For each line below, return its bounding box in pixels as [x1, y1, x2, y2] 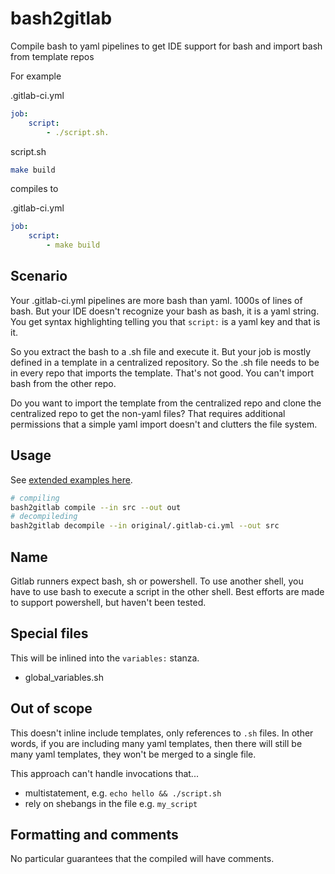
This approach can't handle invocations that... [10, 767, 199, 779]
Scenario [10, 268, 68, 285]
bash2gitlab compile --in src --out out [10, 502, 182, 512]
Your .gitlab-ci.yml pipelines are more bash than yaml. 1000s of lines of [10, 294, 303, 306]
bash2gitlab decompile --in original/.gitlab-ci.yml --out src [10, 521, 280, 531]
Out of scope [10, 700, 93, 717]
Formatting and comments [10, 827, 179, 844]
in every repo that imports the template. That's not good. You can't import [10, 367, 315, 379]
